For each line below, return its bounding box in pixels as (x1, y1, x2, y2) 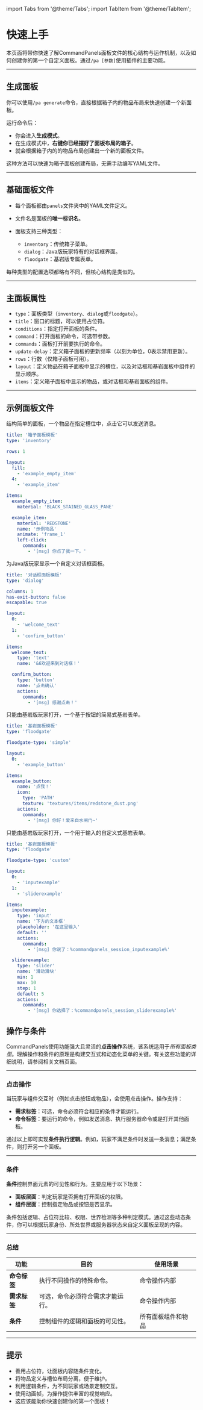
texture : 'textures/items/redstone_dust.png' (22, 800, 139, 806)
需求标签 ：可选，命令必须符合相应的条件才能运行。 (14, 1108, 142, 1115)
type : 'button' (17, 677, 55, 683)
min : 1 (17, 974, 34, 981)
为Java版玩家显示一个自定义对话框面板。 (6, 560, 108, 567)
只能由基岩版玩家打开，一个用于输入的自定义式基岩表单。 (6, 829, 149, 836)
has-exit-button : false (6, 594, 66, 600)
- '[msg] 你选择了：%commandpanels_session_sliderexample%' (28, 1008, 178, 1014)
